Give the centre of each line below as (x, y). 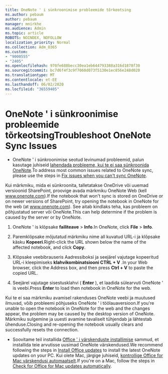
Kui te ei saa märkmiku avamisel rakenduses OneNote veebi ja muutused (80, 298)
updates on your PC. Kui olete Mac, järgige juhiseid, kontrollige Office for (88, 355)
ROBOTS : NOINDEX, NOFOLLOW (33, 38)
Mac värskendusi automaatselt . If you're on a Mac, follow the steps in (83, 361)
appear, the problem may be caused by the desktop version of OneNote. (80, 314)
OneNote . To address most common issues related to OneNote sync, (83, 170)
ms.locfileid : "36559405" (32, 89)
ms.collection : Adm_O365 (31, 47)
